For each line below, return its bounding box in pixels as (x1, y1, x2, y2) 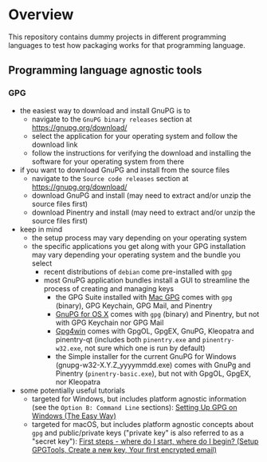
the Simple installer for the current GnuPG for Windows (55, 351, 237, 361)
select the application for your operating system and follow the (31, 131, 238, 140)
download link (31, 140, 78, 149)
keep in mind (19, 224, 63, 234)
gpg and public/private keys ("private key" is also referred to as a (31, 428, 245, 437)
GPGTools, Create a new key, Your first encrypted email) (31, 444, 218, 454)
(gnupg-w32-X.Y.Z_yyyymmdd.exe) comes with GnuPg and (55, 360, 251, 369)
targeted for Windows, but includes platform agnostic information (31, 393, 247, 404)
